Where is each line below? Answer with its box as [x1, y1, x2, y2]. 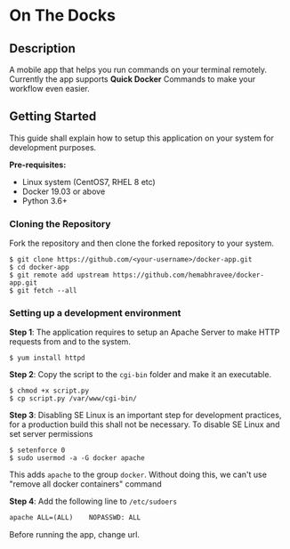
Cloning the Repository [9, 217, 111, 230]
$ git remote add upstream [9, 270, 109, 280]
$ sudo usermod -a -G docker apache [9, 454, 145, 463]
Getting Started [9, 109, 97, 125]
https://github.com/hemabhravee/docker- [112, 270, 265, 280]
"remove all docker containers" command [9, 479, 162, 489]
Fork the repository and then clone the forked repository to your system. [9, 238, 274, 249]
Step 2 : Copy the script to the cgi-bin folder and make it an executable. [9, 369, 272, 380]
